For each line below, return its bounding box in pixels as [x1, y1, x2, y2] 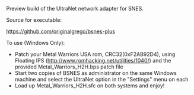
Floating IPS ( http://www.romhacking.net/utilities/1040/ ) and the [14, 57, 171, 64]
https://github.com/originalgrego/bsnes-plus [6, 28, 116, 35]
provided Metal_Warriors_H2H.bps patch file [14, 63, 123, 70]
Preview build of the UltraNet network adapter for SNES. [6, 5, 144, 12]
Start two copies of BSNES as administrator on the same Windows [14, 70, 177, 76]
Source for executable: [6, 17, 62, 23]
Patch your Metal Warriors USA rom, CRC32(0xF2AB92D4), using [14, 51, 176, 58]
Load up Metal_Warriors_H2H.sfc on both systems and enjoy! [14, 82, 165, 89]
